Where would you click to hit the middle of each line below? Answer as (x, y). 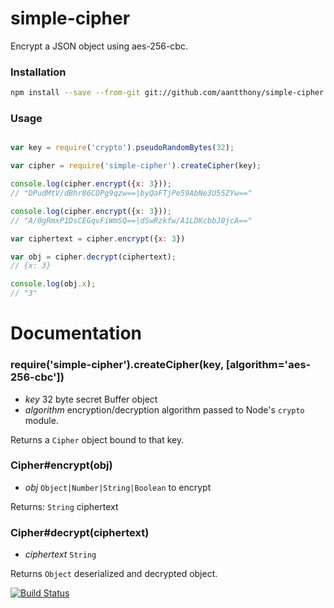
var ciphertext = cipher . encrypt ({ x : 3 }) (98, 238)
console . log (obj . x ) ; (53, 284)
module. (41, 420)
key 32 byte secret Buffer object (91, 399)
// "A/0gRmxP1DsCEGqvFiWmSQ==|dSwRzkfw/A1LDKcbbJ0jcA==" (131, 220)
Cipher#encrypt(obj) (61, 465)
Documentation (76, 333)
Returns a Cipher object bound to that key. (97, 439)
